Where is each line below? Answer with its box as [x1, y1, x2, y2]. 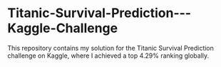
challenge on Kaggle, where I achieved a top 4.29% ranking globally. [7, 51, 210, 60]
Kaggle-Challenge [7, 20, 118, 36]
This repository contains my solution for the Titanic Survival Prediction [7, 43, 214, 52]
